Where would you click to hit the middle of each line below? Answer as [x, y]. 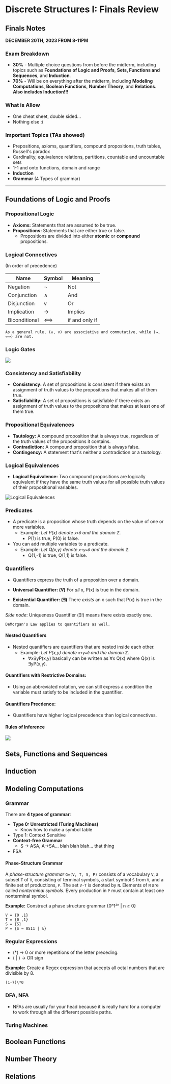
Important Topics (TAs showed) [45, 135]
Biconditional [23, 320]
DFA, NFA [17, 995]
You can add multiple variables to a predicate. [61, 544]
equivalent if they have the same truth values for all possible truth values [89, 482]
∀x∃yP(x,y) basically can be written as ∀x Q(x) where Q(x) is [91, 658]
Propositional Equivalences [40, 425]
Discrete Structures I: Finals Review [82, 9]
